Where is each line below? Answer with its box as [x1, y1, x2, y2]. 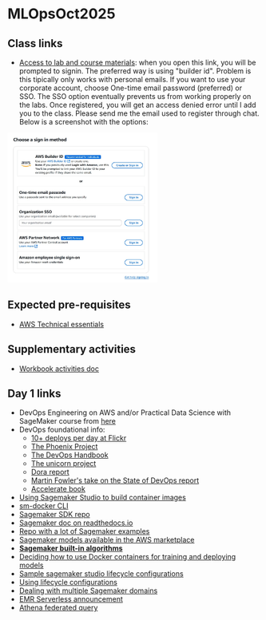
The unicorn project [30, 459, 97, 468]
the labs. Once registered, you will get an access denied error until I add [18, 101, 256, 109]
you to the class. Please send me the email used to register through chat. [18, 109, 260, 118]
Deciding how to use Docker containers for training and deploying [18, 552, 236, 562]
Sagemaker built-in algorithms [18, 543, 123, 553]
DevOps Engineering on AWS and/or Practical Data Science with [18, 408, 232, 417]
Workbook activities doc [18, 364, 99, 373]
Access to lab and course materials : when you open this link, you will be [18, 57, 256, 67]
